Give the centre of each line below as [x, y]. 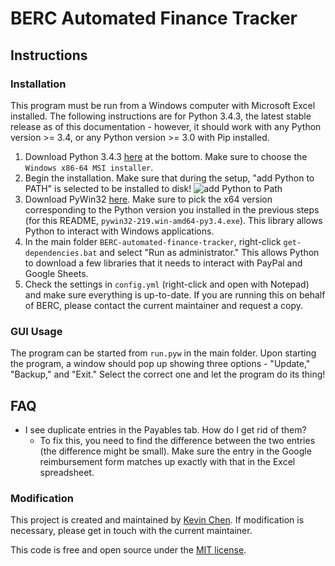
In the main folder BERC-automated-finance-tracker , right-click [153, 241]
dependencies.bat [61, 253]
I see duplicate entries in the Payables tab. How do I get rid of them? [165, 429]
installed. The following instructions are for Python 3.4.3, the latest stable [161, 116]
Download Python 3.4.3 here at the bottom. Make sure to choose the [166, 156]
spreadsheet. [67, 472]
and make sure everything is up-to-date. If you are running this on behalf [175, 294]
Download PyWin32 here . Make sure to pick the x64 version [148, 199]
